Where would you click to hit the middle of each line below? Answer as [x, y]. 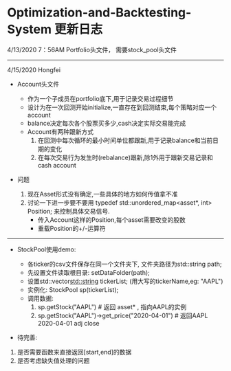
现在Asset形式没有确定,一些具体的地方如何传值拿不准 [102, 194]
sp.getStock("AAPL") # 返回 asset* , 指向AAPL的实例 [112, 306]
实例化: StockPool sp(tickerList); [73, 289]
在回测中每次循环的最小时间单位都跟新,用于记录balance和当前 [125, 140]
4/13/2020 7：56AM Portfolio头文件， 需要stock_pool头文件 [92, 49]
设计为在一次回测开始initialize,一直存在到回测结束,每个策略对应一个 [122, 107]
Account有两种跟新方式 [60, 131]
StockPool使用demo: [46, 249]
